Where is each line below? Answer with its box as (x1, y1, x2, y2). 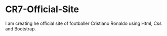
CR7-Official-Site (5, 4, 79, 15)
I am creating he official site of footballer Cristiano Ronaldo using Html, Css (5, 20, 162, 26)
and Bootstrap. (5, 25, 36, 31)
